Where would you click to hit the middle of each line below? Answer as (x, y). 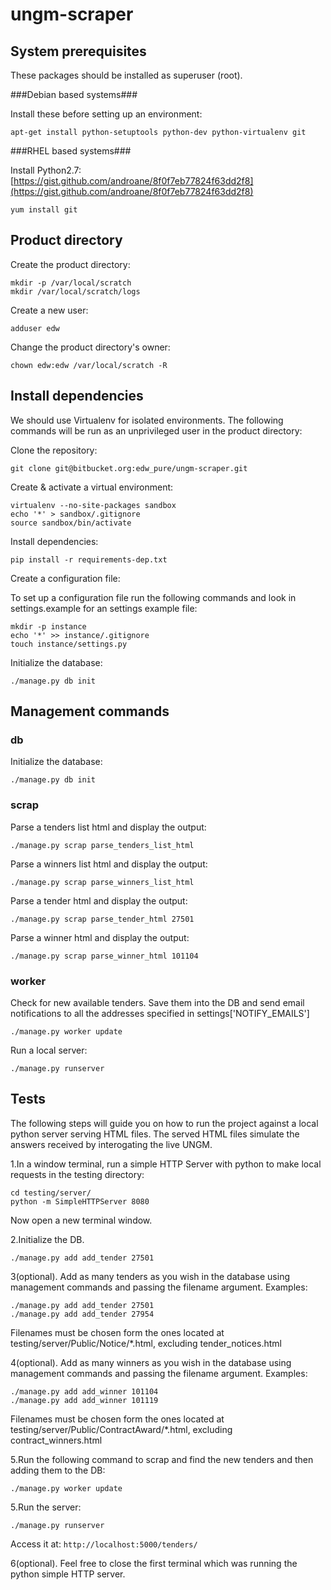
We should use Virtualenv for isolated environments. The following (147, 420)
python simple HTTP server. (68, 1574)
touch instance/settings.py (69, 644)
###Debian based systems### (74, 94)
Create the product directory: (70, 264)
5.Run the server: (46, 1507)
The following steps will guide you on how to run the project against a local (164, 1123)
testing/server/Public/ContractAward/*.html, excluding (121, 1429)
